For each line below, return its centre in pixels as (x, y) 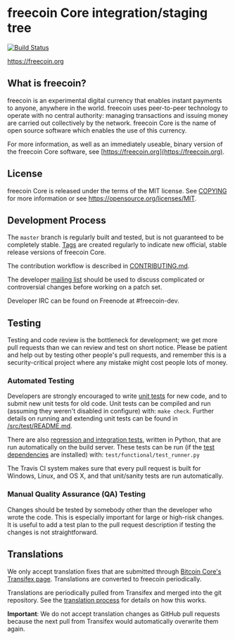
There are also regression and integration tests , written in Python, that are (114, 440)
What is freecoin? (47, 84)
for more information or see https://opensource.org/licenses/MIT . (102, 198)
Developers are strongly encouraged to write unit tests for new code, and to (117, 396)
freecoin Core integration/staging (108, 13)
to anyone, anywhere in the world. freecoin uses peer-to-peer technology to (118, 108)
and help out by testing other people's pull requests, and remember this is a (117, 355)
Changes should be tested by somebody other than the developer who (110, 509)
